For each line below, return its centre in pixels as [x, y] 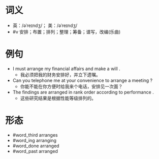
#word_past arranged [35, 151]
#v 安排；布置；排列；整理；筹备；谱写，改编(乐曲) [67, 31]
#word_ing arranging [35, 140]
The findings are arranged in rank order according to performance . [83, 92]
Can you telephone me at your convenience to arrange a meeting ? [83, 80]
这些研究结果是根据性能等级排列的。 [58, 98]
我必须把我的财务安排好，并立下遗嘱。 [60, 75]
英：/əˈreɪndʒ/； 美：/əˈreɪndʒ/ [45, 25]
